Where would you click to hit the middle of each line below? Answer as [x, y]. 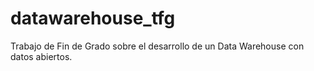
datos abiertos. [41, 56]
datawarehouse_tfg [93, 18]
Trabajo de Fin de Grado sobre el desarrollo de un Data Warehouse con [157, 46]
